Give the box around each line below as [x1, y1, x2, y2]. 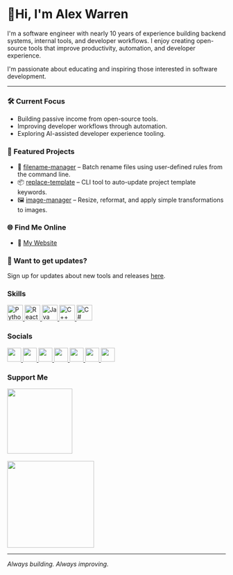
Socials [7, 332, 33, 341]
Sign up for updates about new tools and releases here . [7, 272, 166, 280]
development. [7, 72, 46, 80]
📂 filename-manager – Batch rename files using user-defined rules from [17, 162, 223, 171]
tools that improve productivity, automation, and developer [28, 44, 196, 52]
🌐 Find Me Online [7, 223, 67, 232]
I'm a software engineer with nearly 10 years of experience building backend [7, 29, 226, 37]
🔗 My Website [17, 239, 58, 247]
